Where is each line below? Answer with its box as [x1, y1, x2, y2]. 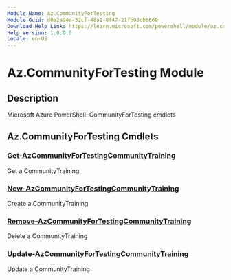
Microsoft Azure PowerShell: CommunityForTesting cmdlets [7, 110, 177, 119]
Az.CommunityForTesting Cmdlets [7, 130, 159, 142]
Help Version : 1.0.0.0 [7, 29, 72, 36]
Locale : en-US [7, 36, 48, 43]
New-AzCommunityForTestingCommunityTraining [7, 183, 179, 193]
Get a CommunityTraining [7, 166, 80, 175]
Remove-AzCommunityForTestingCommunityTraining [7, 217, 192, 226]
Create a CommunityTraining [7, 200, 89, 208]
